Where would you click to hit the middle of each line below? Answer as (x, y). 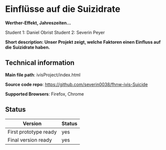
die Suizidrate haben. (28, 47)
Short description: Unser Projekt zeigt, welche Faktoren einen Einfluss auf (83, 42)
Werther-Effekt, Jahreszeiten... (38, 23)
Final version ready (30, 140)
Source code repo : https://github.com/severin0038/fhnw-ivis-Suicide (77, 84)
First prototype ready (32, 132)
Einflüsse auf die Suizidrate (63, 9)
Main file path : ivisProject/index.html (43, 75)
